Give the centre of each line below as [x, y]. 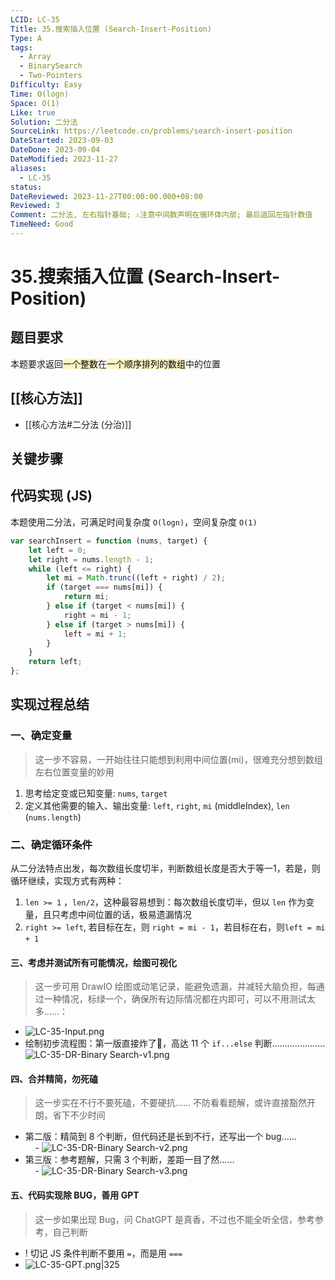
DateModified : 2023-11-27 [64, 159]
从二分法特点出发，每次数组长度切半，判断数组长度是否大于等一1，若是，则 [165, 868]
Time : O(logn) [40, 94]
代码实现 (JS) [51, 496]
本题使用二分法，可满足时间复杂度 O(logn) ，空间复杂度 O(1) [134, 522]
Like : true [33, 112]
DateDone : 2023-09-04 [55, 150]
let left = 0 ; [57, 550]
